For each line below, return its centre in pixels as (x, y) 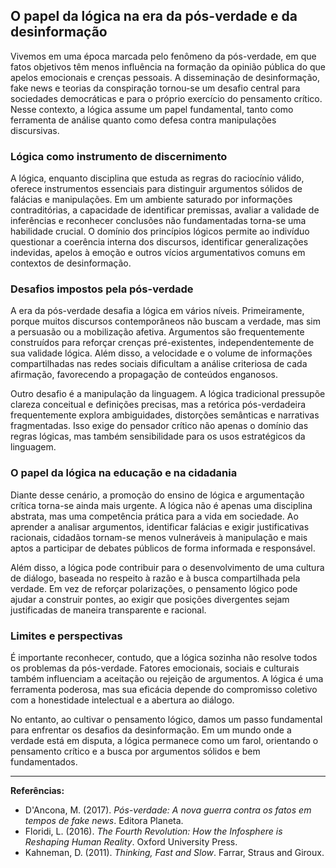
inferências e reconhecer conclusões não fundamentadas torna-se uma (158, 221)
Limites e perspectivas (66, 636)
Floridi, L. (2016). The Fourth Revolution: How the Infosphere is (153, 831)
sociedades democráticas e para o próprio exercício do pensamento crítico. (166, 98)
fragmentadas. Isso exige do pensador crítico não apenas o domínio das (159, 426)
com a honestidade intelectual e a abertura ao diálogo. (122, 700)
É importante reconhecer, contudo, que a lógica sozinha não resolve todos (164, 657)
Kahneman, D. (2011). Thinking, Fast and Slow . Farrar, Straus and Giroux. (174, 852)
